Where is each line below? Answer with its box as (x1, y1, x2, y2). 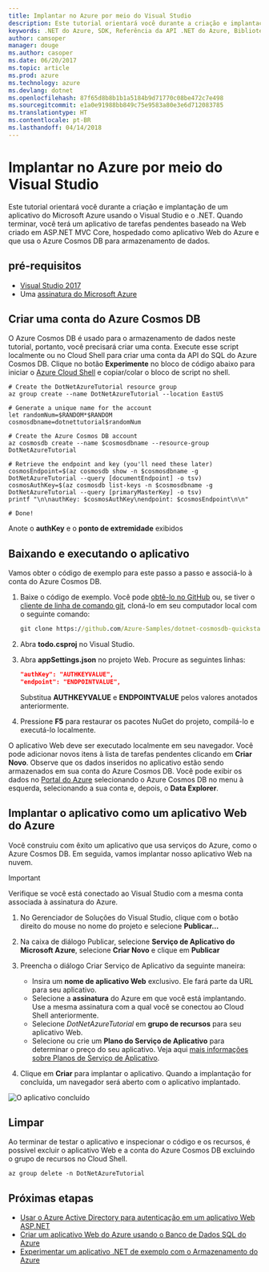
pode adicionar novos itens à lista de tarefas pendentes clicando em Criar (8, 749, 252, 758)
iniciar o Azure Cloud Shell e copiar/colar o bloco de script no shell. (8, 368, 231, 377)
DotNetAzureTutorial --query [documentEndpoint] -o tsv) (8, 474, 203, 482)
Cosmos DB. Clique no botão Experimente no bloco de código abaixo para (8, 359, 255, 369)
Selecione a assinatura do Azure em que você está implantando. (31, 993, 247, 1003)
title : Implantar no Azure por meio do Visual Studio (8, 11, 192, 20)
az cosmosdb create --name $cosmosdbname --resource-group (8, 439, 210, 448)
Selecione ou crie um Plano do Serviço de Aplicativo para (31, 1036, 225, 1046)
